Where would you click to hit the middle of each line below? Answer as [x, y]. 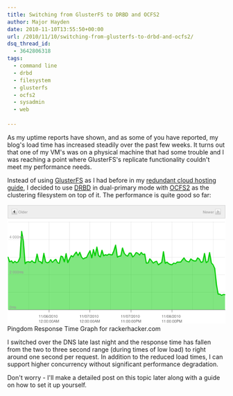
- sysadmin [29, 102]
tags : [15, 59]
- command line [35, 66]
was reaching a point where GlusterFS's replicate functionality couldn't [109, 159]
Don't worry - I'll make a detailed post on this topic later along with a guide [114, 378]
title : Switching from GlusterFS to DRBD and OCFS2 [83, 15]
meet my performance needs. [50, 167]
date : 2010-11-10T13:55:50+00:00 [55, 29]
